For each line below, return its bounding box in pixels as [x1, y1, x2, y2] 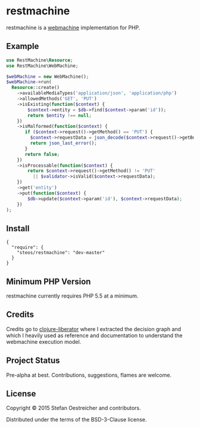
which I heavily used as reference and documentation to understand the [6, 332, 183, 339]
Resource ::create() [11, 85, 60, 91]
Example [6, 41, 39, 51]
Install [6, 223, 30, 234]
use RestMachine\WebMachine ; [6, 63, 79, 69]
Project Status [6, 356, 61, 366]
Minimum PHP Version [6, 276, 91, 286]
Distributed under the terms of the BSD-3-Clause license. [6, 416, 147, 423]
